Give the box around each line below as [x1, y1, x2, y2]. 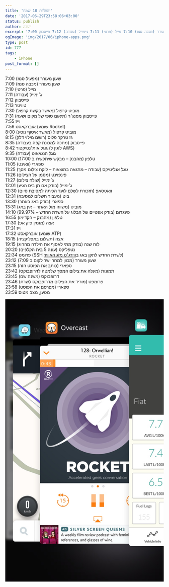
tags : [5, 50, 17, 55]
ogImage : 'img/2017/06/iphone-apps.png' [5, 35, 92, 40]
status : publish [5, 19, 39, 24]
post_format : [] [5, 61, 39, 66]
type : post [5, 40, 28, 45]
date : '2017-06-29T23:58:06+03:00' [5, 13, 80, 19]
